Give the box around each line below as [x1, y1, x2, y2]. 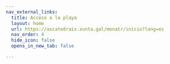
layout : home [11, 20, 44, 26]
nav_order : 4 [11, 32, 44, 38]
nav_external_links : [5, 9, 58, 15]
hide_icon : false [11, 37, 55, 43]
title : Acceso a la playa [11, 15, 77, 21]
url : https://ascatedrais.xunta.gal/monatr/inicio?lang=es [11, 26, 165, 32]
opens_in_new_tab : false [11, 43, 74, 49]
